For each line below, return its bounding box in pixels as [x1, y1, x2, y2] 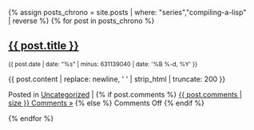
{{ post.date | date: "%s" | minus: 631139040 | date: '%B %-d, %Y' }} [7, 60, 198, 68]
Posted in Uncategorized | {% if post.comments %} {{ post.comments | [7, 89, 242, 99]
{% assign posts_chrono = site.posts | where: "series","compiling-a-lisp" [7, 8, 247, 17]
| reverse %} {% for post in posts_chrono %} [7, 16, 155, 26]
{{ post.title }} [7, 39, 80, 53]
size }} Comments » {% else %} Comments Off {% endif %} [7, 98, 205, 108]
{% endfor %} [7, 113, 54, 123]
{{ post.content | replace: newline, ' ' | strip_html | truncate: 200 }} [7, 74, 226, 84]
